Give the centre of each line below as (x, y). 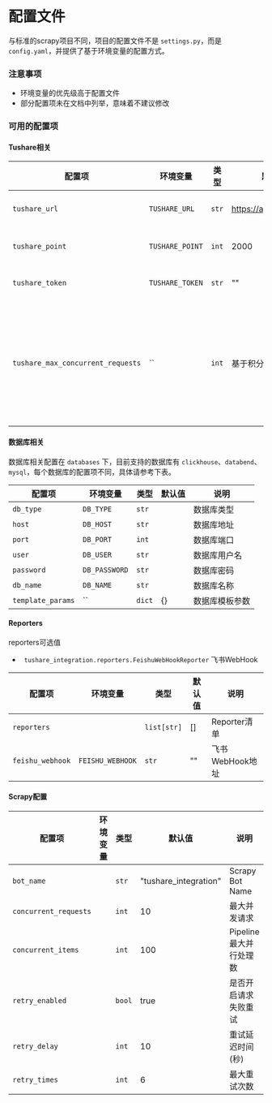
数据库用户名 (218, 555)
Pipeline (245, 932)
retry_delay (36, 1046)
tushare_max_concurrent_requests (77, 363)
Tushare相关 (30, 147)
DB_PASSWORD (105, 570)
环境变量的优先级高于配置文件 (70, 93)
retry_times (36, 1079)
